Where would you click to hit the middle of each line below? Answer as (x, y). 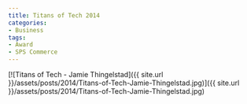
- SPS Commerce (33, 52)
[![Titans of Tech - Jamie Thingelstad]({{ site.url (86, 74)
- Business (26, 30)
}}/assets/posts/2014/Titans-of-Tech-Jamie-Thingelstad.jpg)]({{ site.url (124, 83)
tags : (17, 37)
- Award (21, 45)
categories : (28, 23)
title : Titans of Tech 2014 (54, 15)
